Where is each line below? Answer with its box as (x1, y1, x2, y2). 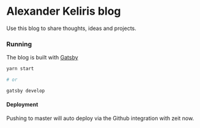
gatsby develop (6, 88, 45, 94)
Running (6, 40, 32, 48)
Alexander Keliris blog (6, 4, 121, 18)
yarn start (6, 66, 34, 72)
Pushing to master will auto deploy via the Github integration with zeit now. (6, 115, 194, 122)
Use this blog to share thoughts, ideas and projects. (6, 24, 136, 32)
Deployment (6, 101, 39, 108)
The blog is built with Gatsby (6, 54, 78, 61)
